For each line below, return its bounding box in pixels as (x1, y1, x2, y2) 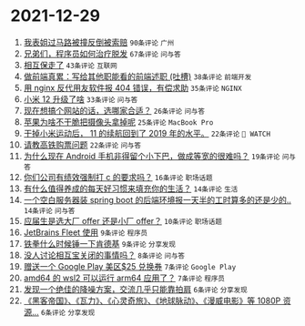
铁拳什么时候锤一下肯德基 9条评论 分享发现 (23, 238, 177, 249)
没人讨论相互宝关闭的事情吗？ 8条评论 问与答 (23, 250, 186, 260)
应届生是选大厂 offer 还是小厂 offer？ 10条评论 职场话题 (23, 215, 222, 226)
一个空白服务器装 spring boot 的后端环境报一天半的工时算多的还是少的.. (23, 194, 292, 205)
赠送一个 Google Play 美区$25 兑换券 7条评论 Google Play (23, 260, 237, 271)
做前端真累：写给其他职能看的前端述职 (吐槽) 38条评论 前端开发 (23, 70, 252, 82)
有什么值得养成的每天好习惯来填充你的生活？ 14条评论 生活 (23, 183, 239, 194)
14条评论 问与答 (23, 206, 76, 215)
